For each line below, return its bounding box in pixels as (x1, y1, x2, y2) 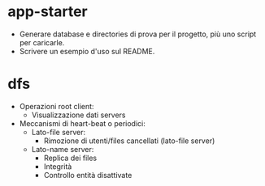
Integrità (43, 161, 72, 171)
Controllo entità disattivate (43, 170, 132, 180)
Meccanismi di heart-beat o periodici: (19, 118, 146, 128)
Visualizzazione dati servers (31, 110, 126, 120)
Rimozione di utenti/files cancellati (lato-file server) (43, 136, 215, 146)
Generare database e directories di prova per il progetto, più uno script (19, 29, 257, 39)
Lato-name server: (31, 144, 94, 154)
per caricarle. (19, 37, 65, 47)
